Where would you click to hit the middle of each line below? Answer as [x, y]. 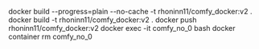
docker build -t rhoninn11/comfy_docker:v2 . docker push [103, 20]
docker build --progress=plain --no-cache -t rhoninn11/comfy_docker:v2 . [130, 11]
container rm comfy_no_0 [50, 36]
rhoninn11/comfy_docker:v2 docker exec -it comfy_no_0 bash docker [122, 28]
